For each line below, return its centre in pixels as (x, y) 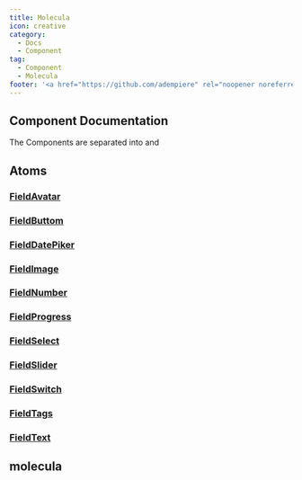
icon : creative (38, 26)
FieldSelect (35, 341)
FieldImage (34, 269)
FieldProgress (40, 317)
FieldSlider (33, 365)
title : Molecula (40, 18)
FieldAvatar (35, 196)
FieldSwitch (36, 389)
